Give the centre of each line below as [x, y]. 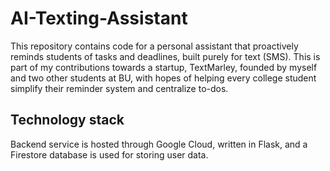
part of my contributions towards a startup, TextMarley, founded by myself [164, 67]
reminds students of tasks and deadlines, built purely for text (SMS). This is [165, 56]
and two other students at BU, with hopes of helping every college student [163, 78]
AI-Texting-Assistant [99, 18]
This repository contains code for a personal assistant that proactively [154, 46]
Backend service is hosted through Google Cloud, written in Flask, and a [159, 144]
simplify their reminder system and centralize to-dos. [119, 88]
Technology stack [67, 120]
